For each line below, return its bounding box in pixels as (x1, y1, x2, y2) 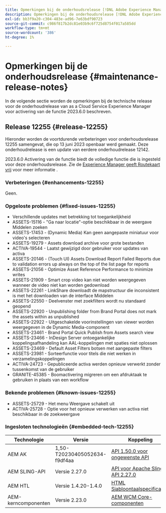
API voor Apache (111, 465, 151, 472)
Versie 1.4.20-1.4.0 (55, 482, 102, 489)
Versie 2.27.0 (55, 468, 87, 475)
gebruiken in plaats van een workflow (12, 377, 89, 383)
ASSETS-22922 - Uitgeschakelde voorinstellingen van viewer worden (12, 319, 154, 325)
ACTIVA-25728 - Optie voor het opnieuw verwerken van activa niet (12, 406, 149, 411)
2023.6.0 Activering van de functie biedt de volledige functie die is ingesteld (5, 156, 161, 162)
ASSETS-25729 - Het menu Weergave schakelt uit (12, 401, 115, 407)
